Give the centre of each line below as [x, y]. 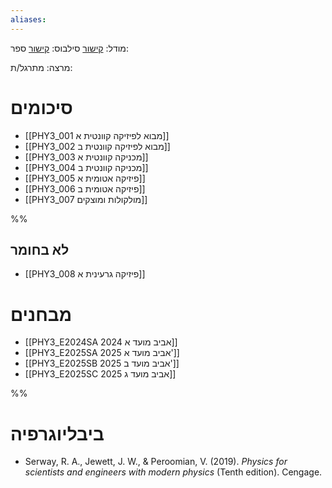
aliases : [28, 19]
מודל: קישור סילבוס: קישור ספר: [69, 48]
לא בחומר [40, 249]
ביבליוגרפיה [57, 433]
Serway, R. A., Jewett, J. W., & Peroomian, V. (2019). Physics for [156, 462]
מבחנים [41, 314]
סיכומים [41, 107]
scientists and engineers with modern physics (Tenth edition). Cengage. [173, 472]
